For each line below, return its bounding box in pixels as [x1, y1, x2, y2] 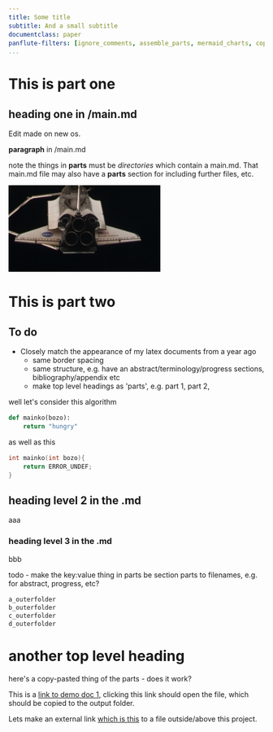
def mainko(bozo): [8, 414, 71, 423]
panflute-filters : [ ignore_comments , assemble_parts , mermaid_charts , [8, 39, 253, 47]
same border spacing [32, 355, 104, 366]
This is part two [8, 293, 116, 311]
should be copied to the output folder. [8, 698, 136, 708]
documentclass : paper [8, 30, 82, 38]
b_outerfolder [8, 603, 57, 611]
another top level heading [8, 647, 185, 665]
